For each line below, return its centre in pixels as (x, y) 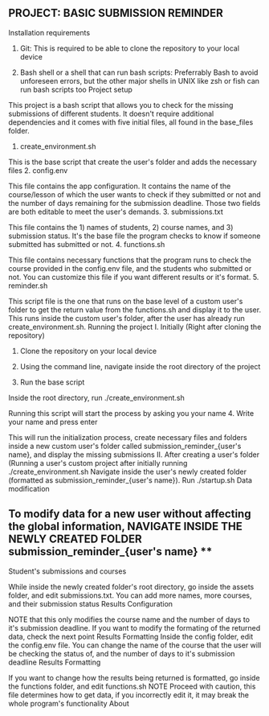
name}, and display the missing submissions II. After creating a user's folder (134, 455)
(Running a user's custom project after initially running (98, 463)
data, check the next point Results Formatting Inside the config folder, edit (131, 636)
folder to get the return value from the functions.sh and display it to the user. (135, 310)
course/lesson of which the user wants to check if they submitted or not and (134, 194)
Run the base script (52, 382)
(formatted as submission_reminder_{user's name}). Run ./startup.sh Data (130, 480)
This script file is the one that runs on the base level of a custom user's (126, 301)
